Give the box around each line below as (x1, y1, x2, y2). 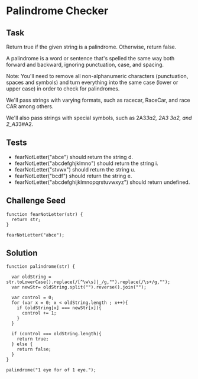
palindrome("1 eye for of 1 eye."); (6, 367, 96, 373)
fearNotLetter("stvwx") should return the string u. (14, 166, 136, 173)
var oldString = (11, 274, 51, 280)
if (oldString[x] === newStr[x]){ (17, 305, 102, 311)
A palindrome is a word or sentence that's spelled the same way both (6, 55, 175, 61)
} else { (11, 341, 33, 347)
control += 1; (21, 310, 57, 316)
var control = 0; (11, 294, 54, 301)
